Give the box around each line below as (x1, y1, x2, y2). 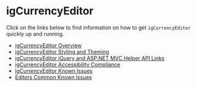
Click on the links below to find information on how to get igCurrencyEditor (6, 24, 191, 31)
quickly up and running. (6, 30, 64, 37)
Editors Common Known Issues (14, 73, 93, 81)
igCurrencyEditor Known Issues (14, 67, 93, 74)
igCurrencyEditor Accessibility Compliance (14, 61, 121, 68)
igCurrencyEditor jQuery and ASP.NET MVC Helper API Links (14, 54, 165, 62)
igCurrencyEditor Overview (14, 42, 82, 49)
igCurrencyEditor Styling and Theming (14, 48, 109, 55)
